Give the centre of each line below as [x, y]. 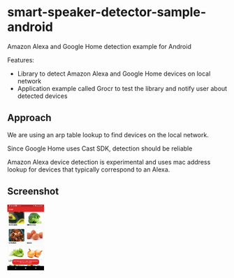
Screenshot [33, 192]
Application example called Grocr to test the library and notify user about [122, 88]
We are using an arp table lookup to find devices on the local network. [108, 134]
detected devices [42, 96]
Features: [21, 60]
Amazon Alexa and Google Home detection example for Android [100, 46]
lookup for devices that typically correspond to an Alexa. [89, 169]
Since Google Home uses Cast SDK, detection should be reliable [100, 148]
